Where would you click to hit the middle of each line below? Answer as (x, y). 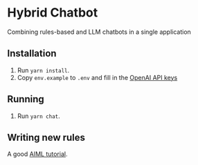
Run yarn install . (43, 70)
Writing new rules (46, 137)
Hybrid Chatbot (53, 13)
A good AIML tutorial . (37, 154)
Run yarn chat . (38, 116)
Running (26, 99)
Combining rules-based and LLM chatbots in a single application (99, 32)
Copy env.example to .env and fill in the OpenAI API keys (97, 77)
